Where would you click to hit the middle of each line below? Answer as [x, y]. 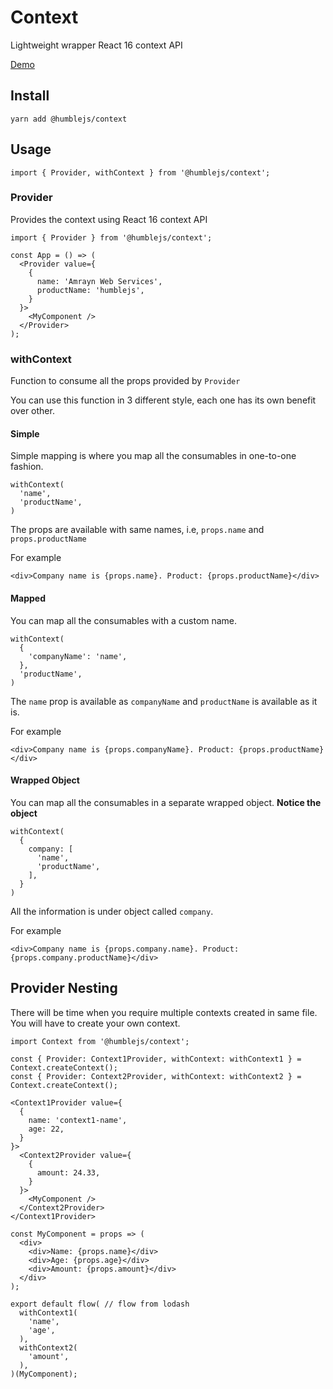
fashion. [27, 467]
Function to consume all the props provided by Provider [125, 381]
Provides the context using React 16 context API [109, 219]
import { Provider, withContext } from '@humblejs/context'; [140, 172]
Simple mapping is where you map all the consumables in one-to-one [153, 456]
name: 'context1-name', [78, 1120]
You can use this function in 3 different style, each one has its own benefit [163, 400]
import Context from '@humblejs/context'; [100, 1041]
